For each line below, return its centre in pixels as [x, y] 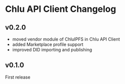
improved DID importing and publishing [52, 50]
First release [18, 77]
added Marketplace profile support [48, 44]
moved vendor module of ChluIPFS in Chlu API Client [66, 39]
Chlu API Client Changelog [61, 9]
